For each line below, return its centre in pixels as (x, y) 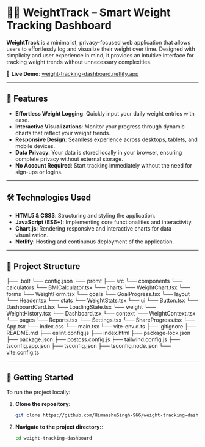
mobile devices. (35, 146)
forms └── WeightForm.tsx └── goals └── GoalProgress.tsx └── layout (98, 294)
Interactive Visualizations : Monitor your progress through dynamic (100, 126)
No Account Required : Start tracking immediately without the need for (103, 165)
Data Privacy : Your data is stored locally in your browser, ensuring (99, 152)
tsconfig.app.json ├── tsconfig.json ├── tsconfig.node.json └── (88, 346)
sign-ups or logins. (39, 172)
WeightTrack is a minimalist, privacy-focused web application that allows (99, 42)
